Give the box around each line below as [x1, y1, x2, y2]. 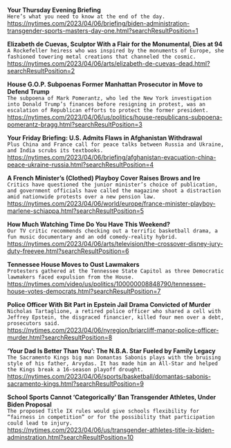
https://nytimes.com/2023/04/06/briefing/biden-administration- [7, 19, 190, 27]
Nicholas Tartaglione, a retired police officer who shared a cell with [7, 308, 221, 315]
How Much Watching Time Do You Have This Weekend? [7, 221, 171, 228]
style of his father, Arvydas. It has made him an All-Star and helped [7, 360, 218, 367]
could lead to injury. [7, 420, 73, 427]
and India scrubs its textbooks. [7, 147, 104, 154]
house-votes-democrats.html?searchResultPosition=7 [7, 287, 161, 295]
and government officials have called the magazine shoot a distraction [7, 187, 221, 194]
